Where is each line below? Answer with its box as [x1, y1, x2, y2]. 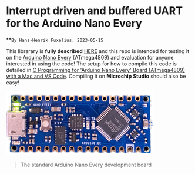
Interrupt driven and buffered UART [6, 4, 183, 18]
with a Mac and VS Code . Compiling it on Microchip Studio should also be [6, 73, 186, 80]
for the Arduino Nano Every [6, 17, 142, 30]
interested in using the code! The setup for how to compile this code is [6, 60, 177, 67]
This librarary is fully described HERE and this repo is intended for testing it [6, 47, 190, 54]
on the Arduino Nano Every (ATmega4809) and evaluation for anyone [6, 54, 174, 61]
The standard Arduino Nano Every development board [20, 161, 152, 168]
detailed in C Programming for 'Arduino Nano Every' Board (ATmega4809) [6, 66, 186, 73]
